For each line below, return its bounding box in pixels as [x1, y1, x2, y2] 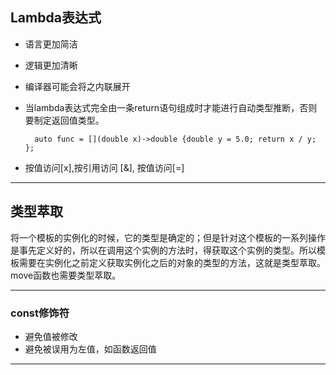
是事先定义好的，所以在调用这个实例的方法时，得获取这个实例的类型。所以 [10, 244, 317, 256]
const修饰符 [10, 306, 70, 320]
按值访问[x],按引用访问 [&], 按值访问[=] [24, 161, 185, 173]
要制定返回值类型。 [24, 114, 105, 126]
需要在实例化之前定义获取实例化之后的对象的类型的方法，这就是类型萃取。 [18, 256, 326, 268]
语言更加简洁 [24, 38, 78, 50]
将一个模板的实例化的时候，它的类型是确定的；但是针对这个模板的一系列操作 [10, 231, 326, 243]
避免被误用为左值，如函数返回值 [24, 343, 157, 355]
